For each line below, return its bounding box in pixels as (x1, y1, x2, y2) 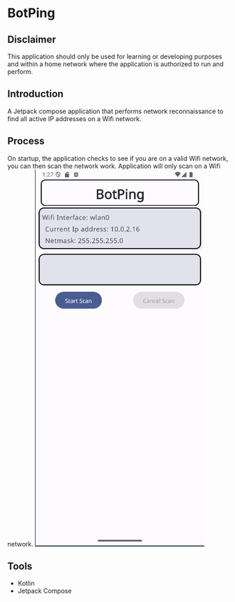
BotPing (7, 5, 56, 21)
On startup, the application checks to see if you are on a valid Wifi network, (7, 154, 229, 162)
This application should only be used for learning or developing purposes (7, 52, 223, 61)
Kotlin (17, 579, 35, 588)
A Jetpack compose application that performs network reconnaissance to (7, 107, 224, 115)
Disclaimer (7, 33, 56, 46)
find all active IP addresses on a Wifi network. (7, 114, 142, 123)
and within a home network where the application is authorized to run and (7, 60, 224, 68)
